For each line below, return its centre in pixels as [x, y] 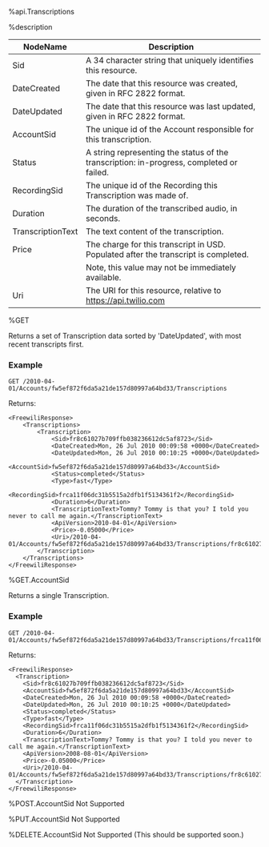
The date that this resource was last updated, [171, 106]
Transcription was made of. [137, 195]
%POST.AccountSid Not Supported [66, 803]
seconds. [103, 218]
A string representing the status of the [157, 153]
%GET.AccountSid [39, 580]
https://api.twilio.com [125, 301]
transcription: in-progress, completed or [161, 162]
